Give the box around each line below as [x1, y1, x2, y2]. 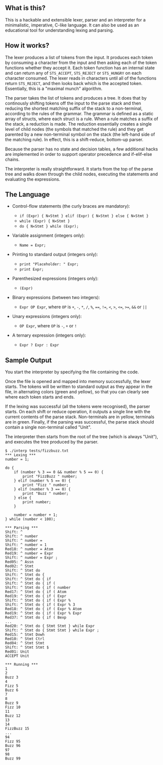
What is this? [5, 4, 46, 12]
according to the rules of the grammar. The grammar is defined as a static [5, 110, 154, 116]
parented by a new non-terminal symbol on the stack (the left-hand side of [5, 131, 155, 137]
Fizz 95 [5, 739, 21, 744]
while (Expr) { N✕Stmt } [19, 219, 70, 224]
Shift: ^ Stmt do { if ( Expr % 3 [5, 602, 76, 607]
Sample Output [5, 356, 52, 364]
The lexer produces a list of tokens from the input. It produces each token [5, 54, 153, 60]
